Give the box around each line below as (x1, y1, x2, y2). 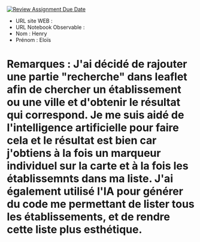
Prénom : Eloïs (15, 37, 51, 43)
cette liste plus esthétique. (7, 223, 143, 237)
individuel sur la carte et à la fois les (7, 159, 189, 173)
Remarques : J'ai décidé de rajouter (7, 58, 187, 71)
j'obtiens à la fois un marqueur (7, 147, 161, 160)
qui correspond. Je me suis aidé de (7, 108, 184, 122)
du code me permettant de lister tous (7, 198, 195, 211)
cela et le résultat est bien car (7, 134, 157, 147)
